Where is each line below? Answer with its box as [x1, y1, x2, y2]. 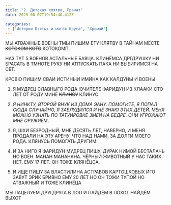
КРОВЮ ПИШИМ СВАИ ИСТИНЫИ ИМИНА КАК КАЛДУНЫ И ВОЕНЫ [5, 76, 156, 82]
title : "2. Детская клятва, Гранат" [5, 7, 83, 13]
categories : [5, 21, 31, 27]
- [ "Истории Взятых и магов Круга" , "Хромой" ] [7, 26, 108, 31]
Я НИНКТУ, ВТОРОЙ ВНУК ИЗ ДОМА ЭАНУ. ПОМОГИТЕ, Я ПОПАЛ [12, 101, 158, 108]
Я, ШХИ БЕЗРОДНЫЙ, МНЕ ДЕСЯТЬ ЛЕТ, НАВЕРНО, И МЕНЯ [12, 127, 145, 134]
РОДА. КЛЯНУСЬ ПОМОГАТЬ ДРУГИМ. [12, 138, 98, 144]
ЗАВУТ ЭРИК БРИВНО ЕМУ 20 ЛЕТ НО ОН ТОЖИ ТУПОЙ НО [12, 174, 145, 181]
